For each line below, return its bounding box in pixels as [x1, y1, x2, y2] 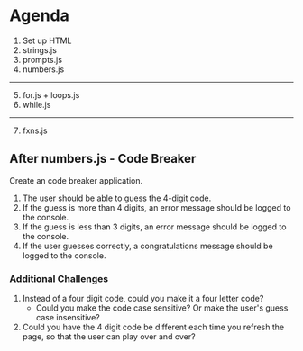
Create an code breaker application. [9, 175, 143, 185]
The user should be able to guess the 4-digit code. [22, 193, 212, 203]
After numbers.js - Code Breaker [9, 151, 197, 166]
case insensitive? [35, 312, 101, 323]
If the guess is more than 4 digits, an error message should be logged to [22, 202, 291, 212]
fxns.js [22, 125, 48, 136]
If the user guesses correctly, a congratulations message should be [22, 240, 273, 251]
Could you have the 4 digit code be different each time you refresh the [22, 321, 285, 333]
